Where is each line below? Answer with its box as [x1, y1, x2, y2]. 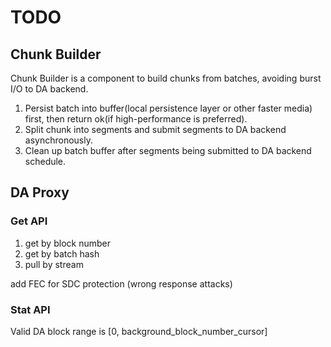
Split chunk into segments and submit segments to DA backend [24, 124, 287, 135]
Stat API [10, 302, 51, 316]
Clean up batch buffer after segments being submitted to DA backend [24, 145, 312, 156]
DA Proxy [10, 184, 70, 201]
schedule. [24, 156, 67, 167]
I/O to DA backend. [10, 83, 89, 95]
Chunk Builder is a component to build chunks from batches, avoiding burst [10, 72, 322, 84]
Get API [10, 214, 48, 228]
